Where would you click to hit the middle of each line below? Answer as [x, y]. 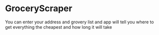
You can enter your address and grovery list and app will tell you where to [79, 22]
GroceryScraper [39, 9]
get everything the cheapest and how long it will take [59, 27]
